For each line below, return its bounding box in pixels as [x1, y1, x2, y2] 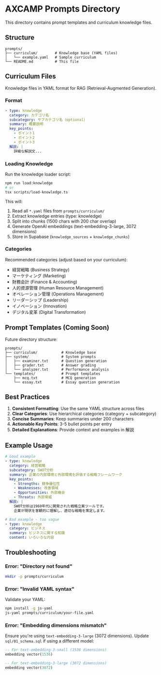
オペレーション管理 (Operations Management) [12, 291, 104, 297]
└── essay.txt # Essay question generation [14, 380, 120, 385]
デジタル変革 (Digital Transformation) [12, 309, 86, 315]
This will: [5, 198, 23, 204]
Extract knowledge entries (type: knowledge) [12, 213, 102, 219]
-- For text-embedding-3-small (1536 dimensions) [5, 647, 107, 652]
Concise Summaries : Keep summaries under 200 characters [12, 416, 134, 422]
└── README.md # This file [5, 59, 79, 64]
